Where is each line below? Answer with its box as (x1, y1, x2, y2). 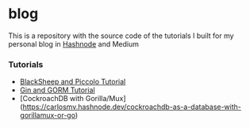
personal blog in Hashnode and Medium (8, 39, 139, 48)
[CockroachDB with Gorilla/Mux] (19, 94, 126, 104)
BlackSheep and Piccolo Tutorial (19, 77, 126, 87)
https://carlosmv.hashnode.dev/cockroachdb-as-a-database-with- (22, 102, 242, 111)
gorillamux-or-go (19, 111, 75, 120)
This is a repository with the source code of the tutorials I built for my (8, 31, 234, 40)
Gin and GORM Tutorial (19, 85, 95, 95)
